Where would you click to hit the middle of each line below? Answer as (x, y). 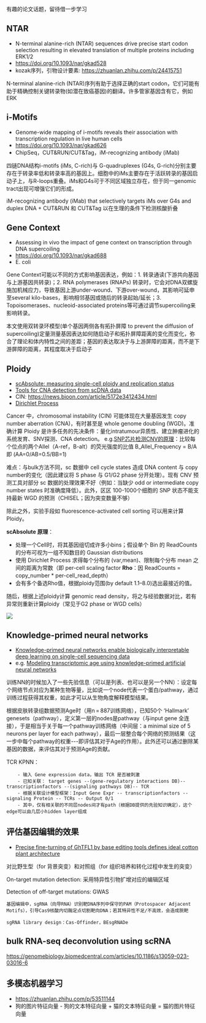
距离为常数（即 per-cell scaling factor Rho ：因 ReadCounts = (103, 568)
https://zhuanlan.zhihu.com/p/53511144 (65, 998)
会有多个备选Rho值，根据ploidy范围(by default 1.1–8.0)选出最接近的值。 (105, 583)
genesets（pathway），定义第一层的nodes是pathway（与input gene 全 (95, 718)
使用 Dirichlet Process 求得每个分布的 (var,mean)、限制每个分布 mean (103, 560)
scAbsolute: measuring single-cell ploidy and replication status (95, 384)
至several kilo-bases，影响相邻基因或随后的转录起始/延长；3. (84, 298)
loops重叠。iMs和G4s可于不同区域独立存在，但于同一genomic (117, 181)
